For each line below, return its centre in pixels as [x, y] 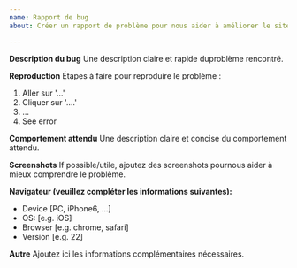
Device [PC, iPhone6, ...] [67, 208]
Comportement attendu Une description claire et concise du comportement [148, 138]
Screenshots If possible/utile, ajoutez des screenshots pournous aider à [141, 165]
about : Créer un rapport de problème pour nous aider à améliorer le [140, 26]
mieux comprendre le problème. [68, 174]
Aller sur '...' [43, 93]
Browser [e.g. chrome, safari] [76, 227]
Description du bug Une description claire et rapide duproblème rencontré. [147, 58]
